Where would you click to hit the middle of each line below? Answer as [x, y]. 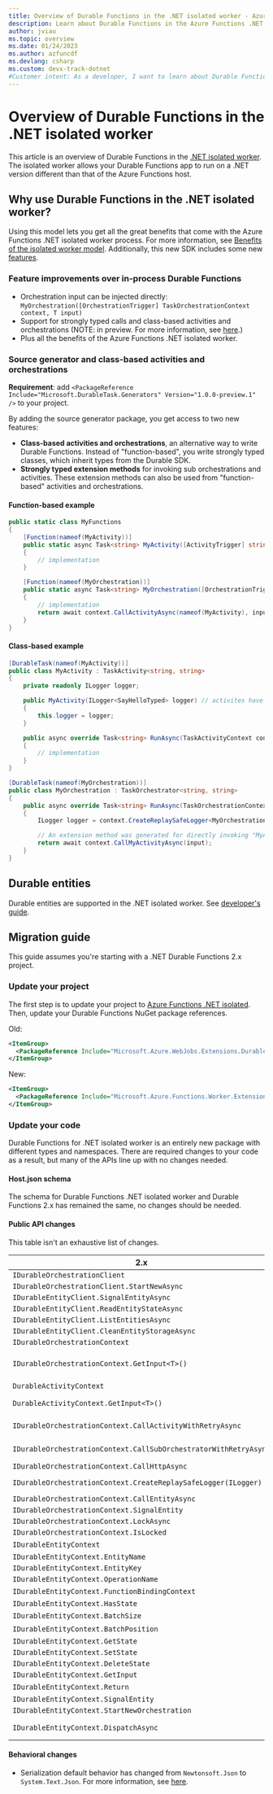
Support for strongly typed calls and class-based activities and [126, 321]
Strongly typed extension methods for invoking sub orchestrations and [141, 469]
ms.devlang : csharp [41, 62]
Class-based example [46, 646]
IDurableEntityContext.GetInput [75, 1674]
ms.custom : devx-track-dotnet [60, 69]
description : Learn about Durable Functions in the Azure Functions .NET [136, 24]
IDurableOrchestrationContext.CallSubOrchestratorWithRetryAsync [141, 1449]
